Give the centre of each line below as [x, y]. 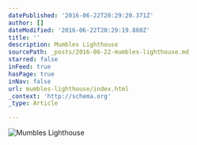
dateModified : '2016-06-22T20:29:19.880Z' [79, 30]
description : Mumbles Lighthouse [63, 45]
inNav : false [30, 81]
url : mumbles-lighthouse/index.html [68, 89]
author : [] [26, 23]
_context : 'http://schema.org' [60, 96]
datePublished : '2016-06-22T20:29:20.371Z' [81, 15]
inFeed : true [30, 67]
